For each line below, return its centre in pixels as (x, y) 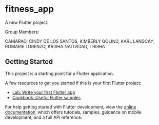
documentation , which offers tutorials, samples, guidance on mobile (73, 112)
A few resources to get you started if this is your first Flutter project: (73, 83)
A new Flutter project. (27, 22)
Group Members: (22, 32)
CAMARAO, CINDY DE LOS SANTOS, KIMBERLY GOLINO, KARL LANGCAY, (80, 41)
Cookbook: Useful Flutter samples (46, 97)
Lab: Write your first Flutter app (44, 92)
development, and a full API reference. (44, 117)
